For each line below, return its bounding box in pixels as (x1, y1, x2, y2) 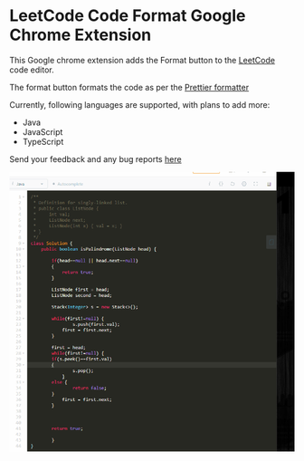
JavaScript (22, 126, 63, 137)
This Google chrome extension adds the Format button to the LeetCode (9, 54, 276, 65)
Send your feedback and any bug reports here (9, 153, 183, 164)
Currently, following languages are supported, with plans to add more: (9, 99, 271, 110)
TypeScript (22, 136, 64, 147)
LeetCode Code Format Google (9, 5, 246, 26)
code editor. (9, 64, 54, 75)
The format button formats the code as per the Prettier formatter (9, 82, 250, 92)
